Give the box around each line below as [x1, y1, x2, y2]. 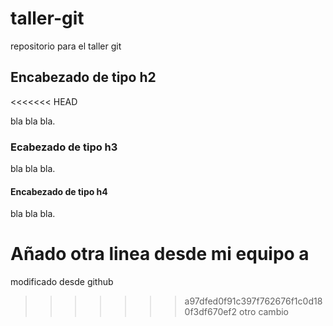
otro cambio [239, 306, 289, 318]
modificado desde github [10, 276, 114, 288]
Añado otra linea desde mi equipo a [10, 243, 310, 266]
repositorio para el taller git [10, 40, 122, 52]
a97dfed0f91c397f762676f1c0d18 [184, 295, 323, 307]
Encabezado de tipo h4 [10, 185, 108, 197]
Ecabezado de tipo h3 [10, 140, 118, 154]
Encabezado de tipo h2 [10, 69, 157, 86]
